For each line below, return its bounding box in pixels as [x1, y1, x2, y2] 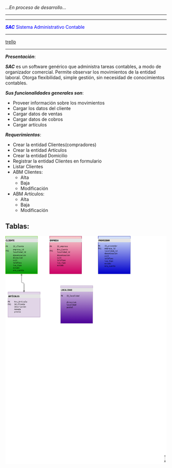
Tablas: [5, 222, 30, 231]
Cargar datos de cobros [12, 116, 63, 122]
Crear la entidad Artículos [12, 147, 67, 153]
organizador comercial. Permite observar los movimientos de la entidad [5, 69, 156, 75]
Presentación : [5, 53, 36, 60]
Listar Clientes [12, 164, 44, 169]
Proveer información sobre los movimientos [12, 100, 105, 106]
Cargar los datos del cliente [12, 105, 71, 111]
